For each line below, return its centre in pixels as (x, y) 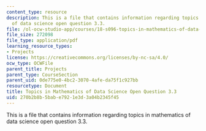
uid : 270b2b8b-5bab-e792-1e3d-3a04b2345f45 (63, 97)
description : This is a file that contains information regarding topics (103, 18)
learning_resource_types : (39, 47)
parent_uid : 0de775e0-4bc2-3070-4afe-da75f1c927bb (72, 80)
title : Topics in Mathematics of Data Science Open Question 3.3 (91, 92)
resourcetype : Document (37, 86)
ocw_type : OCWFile (30, 63)
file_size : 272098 (30, 35)
